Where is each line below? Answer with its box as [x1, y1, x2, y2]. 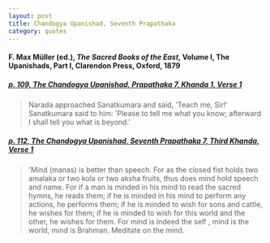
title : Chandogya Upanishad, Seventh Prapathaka [8, 20, 176, 28]
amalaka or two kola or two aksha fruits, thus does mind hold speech [28, 173, 259, 183]
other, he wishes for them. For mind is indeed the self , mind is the [28, 216, 250, 226]
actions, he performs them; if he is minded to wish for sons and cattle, [28, 199, 264, 209]
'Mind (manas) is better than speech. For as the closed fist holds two [28, 164, 259, 175]
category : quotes [8, 27, 67, 35]
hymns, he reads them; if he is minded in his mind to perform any [28, 190, 246, 200]
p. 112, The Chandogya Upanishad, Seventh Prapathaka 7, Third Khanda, [8, 136, 259, 145]
